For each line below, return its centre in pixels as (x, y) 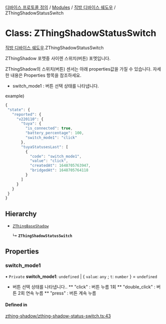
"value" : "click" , (49, 161)
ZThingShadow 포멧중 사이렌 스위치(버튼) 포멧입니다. (58, 58)
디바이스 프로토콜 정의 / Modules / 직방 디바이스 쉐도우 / (61, 7)
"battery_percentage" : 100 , (55, 133)
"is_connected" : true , (49, 128)
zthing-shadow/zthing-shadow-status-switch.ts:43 (58, 316)
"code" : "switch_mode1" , (56, 156)
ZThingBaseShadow (31, 226)
